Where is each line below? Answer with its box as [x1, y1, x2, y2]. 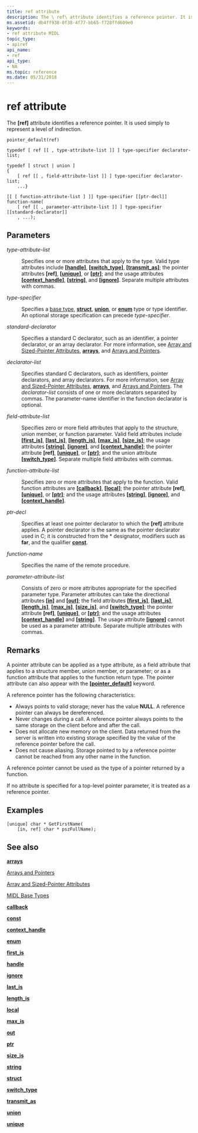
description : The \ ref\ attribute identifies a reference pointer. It [6, 14, 186, 20]
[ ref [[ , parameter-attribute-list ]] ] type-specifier [17, 204, 162, 210]
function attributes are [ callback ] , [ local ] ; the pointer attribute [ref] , [21, 484, 186, 491]
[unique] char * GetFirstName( [6, 821, 83, 827]
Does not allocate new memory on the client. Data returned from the [15, 728, 181, 735]
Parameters [6, 231, 51, 241]
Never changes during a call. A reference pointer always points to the [15, 715, 184, 723]
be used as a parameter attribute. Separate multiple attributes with [21, 622, 183, 629]
